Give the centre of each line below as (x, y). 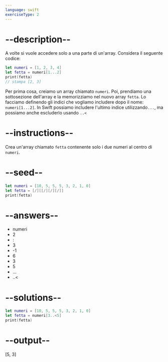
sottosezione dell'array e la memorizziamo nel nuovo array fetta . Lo (76, 96)
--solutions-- (33, 297)
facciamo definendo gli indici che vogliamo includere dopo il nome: (74, 102)
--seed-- (24, 172)
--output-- (28, 341)
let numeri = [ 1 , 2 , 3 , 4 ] (33, 68)
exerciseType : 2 (22, 15)
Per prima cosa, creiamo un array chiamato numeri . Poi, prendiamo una (78, 91)
